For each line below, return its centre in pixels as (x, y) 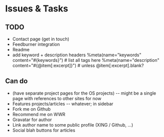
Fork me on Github (31, 109)
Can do (16, 81)
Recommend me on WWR (39, 114)
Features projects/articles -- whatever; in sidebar (63, 104)
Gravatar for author (32, 120)
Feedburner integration (36, 44)
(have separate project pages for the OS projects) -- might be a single (84, 93)
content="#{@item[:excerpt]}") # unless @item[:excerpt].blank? (78, 66)
